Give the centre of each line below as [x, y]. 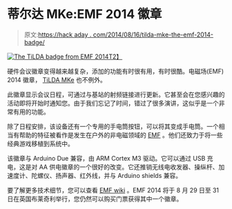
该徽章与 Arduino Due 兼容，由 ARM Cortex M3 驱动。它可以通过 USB [106, 158]
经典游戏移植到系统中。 [40, 143]
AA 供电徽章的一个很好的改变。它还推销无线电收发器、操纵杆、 [129, 167]
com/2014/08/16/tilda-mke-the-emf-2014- [153, 34]
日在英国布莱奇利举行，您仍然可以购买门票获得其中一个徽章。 [95, 199]
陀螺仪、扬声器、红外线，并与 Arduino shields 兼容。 [106, 175]
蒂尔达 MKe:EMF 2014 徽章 [85, 14]
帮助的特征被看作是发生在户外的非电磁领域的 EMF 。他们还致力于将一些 [121, 135]
